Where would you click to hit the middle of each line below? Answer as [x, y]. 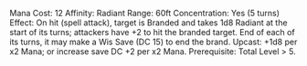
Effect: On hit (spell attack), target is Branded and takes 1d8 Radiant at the [148, 23]
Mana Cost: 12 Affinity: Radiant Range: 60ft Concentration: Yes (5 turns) [145, 13]
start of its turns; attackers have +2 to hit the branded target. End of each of [152, 32]
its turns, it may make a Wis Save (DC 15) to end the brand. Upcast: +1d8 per [153, 42]
